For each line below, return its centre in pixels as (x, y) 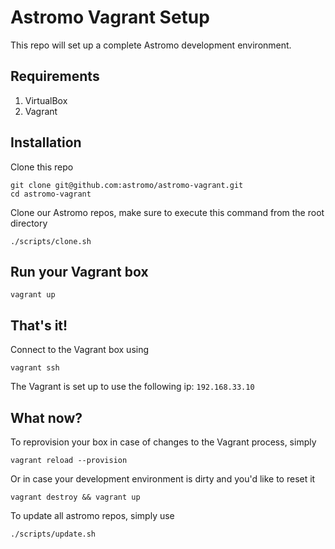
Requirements (55, 76)
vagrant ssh (35, 368)
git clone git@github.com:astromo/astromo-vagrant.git (127, 185)
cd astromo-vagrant (51, 194)
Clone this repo (42, 167)
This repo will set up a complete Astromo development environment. (151, 45)
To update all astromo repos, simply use (92, 515)
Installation (46, 142)
